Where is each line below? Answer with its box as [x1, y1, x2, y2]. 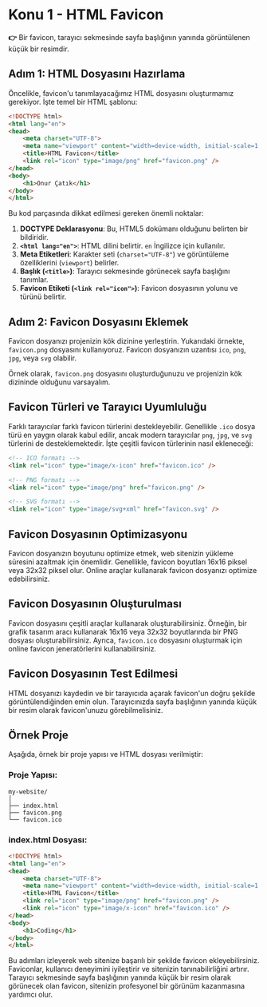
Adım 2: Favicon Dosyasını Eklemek [8, 315, 189, 328]
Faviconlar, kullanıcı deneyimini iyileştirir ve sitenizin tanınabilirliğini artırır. [8, 965, 249, 974]
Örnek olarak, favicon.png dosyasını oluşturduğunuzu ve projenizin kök [8, 369, 243, 379]
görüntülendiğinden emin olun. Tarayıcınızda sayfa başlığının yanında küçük [8, 697, 257, 706]
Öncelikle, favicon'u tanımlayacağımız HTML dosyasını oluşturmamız [8, 88, 234, 98]
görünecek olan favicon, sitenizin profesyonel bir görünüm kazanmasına [8, 981, 245, 991]
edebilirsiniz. [8, 574, 50, 583]
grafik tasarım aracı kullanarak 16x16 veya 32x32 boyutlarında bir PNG [8, 627, 239, 636]
